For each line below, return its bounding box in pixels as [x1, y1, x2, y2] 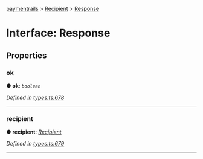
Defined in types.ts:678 [6, 94, 65, 101]
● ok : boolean [6, 82, 41, 89]
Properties [6, 50, 47, 60]
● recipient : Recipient [6, 128, 62, 135]
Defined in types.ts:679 [6, 140, 65, 148]
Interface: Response [6, 27, 111, 40]
